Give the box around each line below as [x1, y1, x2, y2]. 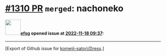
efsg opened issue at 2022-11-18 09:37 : [20, 30, 104, 36]
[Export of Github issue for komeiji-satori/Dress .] [5, 46, 105, 52]
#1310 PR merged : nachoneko [5, 3, 124, 14]
